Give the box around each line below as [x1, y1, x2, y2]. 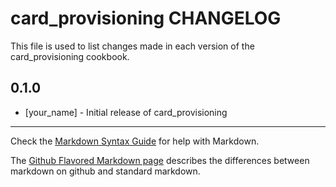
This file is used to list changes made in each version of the [10, 40, 255, 52]
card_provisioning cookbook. [10, 50, 130, 62]
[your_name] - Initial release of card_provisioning [24, 106, 228, 118]
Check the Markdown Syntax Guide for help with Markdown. [10, 135, 260, 147]
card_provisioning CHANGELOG [10, 7, 282, 30]
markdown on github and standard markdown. [10, 165, 201, 177]
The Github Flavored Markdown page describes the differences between [10, 154, 310, 166]
